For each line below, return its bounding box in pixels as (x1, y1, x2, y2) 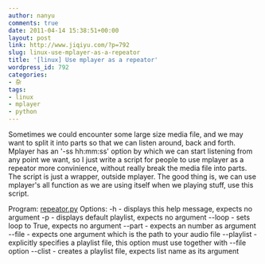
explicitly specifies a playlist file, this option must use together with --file (8, 238, 247, 247)
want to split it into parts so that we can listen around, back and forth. (8, 138, 236, 147)
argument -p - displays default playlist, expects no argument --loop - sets (8, 212, 251, 222)
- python (8, 108, 37, 116)
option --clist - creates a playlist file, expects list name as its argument (8, 247, 240, 255)
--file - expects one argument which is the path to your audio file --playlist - (8, 230, 257, 239)
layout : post (8, 33, 52, 42)
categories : (8, 71, 48, 79)
